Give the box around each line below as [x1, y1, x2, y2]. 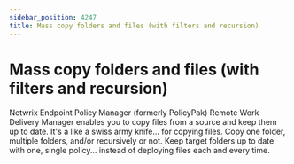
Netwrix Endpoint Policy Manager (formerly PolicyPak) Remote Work [9, 107, 259, 118]
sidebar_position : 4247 [9, 12, 97, 22]
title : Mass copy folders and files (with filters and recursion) [9, 21, 259, 30]
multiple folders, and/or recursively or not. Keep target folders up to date [9, 136, 275, 146]
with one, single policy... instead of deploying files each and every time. [9, 145, 270, 156]
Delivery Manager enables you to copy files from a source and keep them [9, 117, 277, 128]
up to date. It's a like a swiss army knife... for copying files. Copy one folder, [9, 126, 286, 137]
